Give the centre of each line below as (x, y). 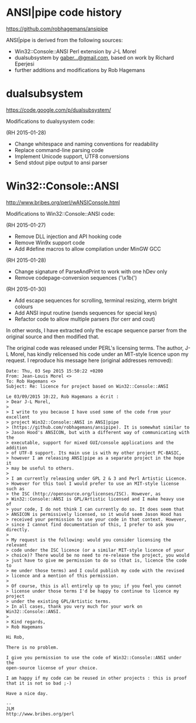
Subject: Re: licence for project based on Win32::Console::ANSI (87, 386)
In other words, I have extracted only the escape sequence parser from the (97, 330)
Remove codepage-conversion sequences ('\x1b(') (76, 277)
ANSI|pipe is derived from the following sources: (64, 40)
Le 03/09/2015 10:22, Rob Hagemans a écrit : (62, 397)
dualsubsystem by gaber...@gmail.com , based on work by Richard (94, 57)
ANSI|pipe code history (64, 13)
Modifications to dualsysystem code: (51, 121)
